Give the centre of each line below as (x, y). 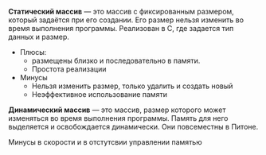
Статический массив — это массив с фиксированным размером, (121, 12)
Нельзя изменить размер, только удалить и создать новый (132, 86)
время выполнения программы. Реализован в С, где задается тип (121, 28)
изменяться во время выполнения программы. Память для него (118, 118)
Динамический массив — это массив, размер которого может (117, 110)
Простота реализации (69, 69)
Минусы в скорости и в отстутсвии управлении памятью (105, 142)
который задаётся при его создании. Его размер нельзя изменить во (126, 20)
